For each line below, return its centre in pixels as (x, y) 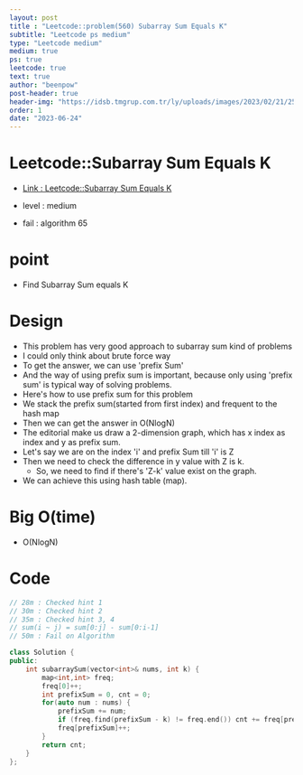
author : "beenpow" (44, 85)
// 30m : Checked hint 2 (56, 611)
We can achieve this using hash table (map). (105, 481)
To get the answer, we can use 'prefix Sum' (103, 365)
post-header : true (44, 93)
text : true (30, 77)
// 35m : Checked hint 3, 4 (62, 620)
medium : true (34, 51)
